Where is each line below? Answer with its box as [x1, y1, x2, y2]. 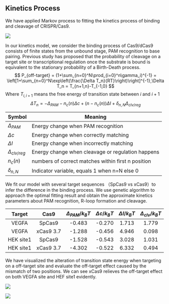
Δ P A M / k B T [66, 210, 91, 218]
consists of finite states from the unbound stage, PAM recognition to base [5, 48, 160, 54]
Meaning [84, 113, 107, 120]
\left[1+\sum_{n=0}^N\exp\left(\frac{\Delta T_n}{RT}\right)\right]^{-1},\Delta [7, 78, 164, 84]
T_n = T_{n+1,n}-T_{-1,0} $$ [57, 83, 115, 89]
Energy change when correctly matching [31, 131, 129, 138]
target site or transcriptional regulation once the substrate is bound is [5, 59, 151, 65]
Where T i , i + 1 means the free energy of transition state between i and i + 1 [5, 91, 160, 98]
